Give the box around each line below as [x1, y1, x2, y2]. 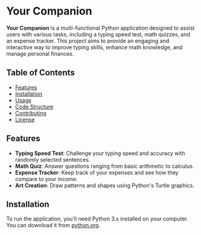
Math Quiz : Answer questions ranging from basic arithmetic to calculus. [14, 162, 194, 170]
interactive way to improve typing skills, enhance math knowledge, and [6, 44, 183, 51]
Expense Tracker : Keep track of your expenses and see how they [14, 168, 179, 176]
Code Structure [14, 103, 54, 110]
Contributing [14, 109, 46, 116]
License [14, 116, 35, 123]
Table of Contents [6, 68, 75, 78]
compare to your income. [14, 175, 78, 182]
